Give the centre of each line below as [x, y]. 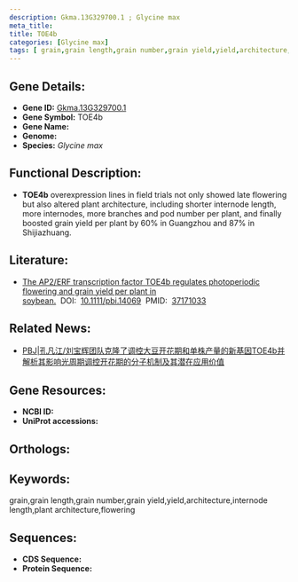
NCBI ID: [38, 412]
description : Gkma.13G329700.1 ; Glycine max [94, 17]
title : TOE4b [33, 34]
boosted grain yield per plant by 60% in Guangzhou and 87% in [138, 223]
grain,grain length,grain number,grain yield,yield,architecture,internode [138, 500]
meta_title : [31, 26]
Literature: [39, 260]
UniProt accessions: [60, 421]
